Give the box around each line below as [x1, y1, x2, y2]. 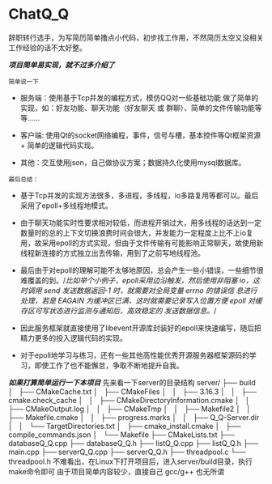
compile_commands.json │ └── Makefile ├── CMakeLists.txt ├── [8, 430, 235, 439]
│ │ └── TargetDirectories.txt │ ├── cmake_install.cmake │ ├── [8, 421, 241, 431]
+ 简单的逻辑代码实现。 [19, 140, 99, 150]
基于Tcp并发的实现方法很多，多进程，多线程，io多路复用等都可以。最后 [19, 190, 259, 200]
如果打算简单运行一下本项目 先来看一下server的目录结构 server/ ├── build [8, 377, 257, 387]
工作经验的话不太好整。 [8, 42, 87, 53]
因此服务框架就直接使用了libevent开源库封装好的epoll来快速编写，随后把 [19, 323, 261, 333]
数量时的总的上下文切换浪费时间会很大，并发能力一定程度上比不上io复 [19, 227, 253, 237]
